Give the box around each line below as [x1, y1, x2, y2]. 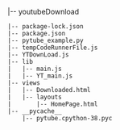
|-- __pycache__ [7, 107, 62, 115]
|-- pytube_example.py [7, 36, 84, 44]
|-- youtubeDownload [7, 7, 80, 16]
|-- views [7, 79, 41, 87]
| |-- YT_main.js [7, 72, 73, 80]
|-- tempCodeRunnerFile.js [7, 44, 98, 52]
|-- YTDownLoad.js [7, 51, 69, 59]
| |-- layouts [7, 93, 62, 101]
